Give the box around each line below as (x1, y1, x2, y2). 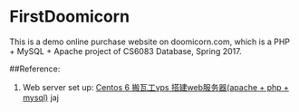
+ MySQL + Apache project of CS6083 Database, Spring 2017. (9, 45, 242, 56)
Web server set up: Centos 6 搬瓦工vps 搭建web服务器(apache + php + (22, 81, 290, 92)
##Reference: (9, 63, 61, 74)
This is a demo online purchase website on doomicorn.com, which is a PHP (9, 36, 291, 47)
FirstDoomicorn (9, 6, 130, 27)
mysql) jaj (22, 92, 59, 103)
